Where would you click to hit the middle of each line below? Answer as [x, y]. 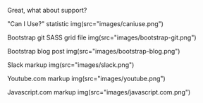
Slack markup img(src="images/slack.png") [71, 65]
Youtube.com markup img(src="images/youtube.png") [86, 78]
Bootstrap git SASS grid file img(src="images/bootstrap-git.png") [102, 37]
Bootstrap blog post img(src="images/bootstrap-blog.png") [94, 51]
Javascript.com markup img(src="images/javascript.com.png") [99, 92]
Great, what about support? [47, 10]
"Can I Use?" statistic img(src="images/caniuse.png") [86, 24]
